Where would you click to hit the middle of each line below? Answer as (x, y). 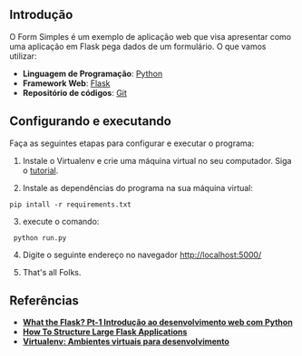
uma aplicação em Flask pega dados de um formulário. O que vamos (138, 46)
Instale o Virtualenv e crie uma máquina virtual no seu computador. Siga (157, 160)
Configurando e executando (91, 121)
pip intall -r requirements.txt (70, 204)
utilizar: (23, 56)
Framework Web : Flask (66, 83)
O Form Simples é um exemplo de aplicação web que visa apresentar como (151, 36)
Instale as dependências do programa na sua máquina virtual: (138, 188)
